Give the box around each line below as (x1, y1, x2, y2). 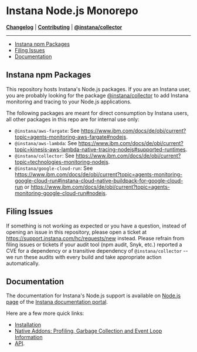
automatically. (6, 260, 40, 267)
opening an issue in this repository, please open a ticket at (6, 228, 147, 236)
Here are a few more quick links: (6, 310, 84, 317)
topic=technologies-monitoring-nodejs (14, 158, 108, 165)
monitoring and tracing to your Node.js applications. (6, 98, 132, 105)
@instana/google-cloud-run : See (14, 165, 93, 172)
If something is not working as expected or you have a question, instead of (6, 222, 186, 229)
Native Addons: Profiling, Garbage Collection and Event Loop (14, 327, 162, 334)
